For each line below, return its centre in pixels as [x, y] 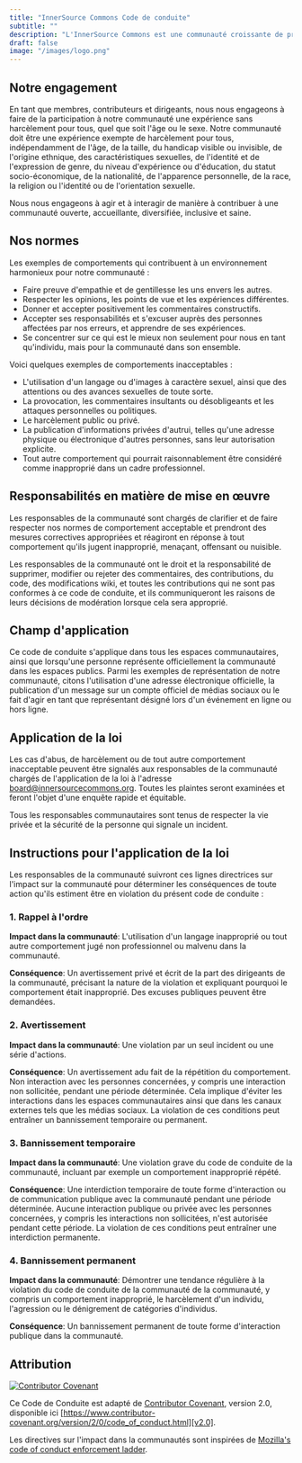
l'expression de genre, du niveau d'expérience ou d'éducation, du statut [142, 166]
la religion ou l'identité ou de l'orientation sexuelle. [102, 185]
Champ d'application [69, 630]
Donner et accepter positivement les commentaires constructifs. [142, 309]
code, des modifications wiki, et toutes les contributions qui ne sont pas [142, 583]
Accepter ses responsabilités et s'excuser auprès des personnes [142, 318]
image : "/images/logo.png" [60, 51]
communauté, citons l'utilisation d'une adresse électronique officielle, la [142, 681]
